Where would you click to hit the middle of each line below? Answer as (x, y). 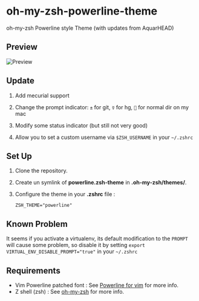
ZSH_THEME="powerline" (44, 205)
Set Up (19, 156)
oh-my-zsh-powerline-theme (82, 11)
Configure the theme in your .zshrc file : (65, 194)
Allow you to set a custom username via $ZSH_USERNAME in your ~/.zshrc (104, 137)
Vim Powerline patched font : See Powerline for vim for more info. (97, 285)
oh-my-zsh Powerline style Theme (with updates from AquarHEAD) (90, 28)
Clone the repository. (41, 171)
